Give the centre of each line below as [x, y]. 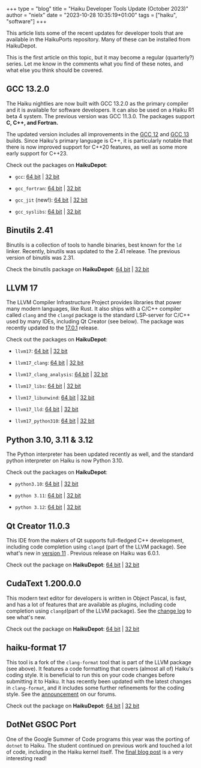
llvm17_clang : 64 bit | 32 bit [49, 363]
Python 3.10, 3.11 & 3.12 [50, 439]
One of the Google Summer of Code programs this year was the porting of [98, 739]
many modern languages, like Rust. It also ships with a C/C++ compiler [94, 309]
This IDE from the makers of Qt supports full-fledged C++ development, [95, 541]
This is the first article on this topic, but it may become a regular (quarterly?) [100, 57]
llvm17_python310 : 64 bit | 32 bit [55, 421]
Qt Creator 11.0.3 [38, 526]
